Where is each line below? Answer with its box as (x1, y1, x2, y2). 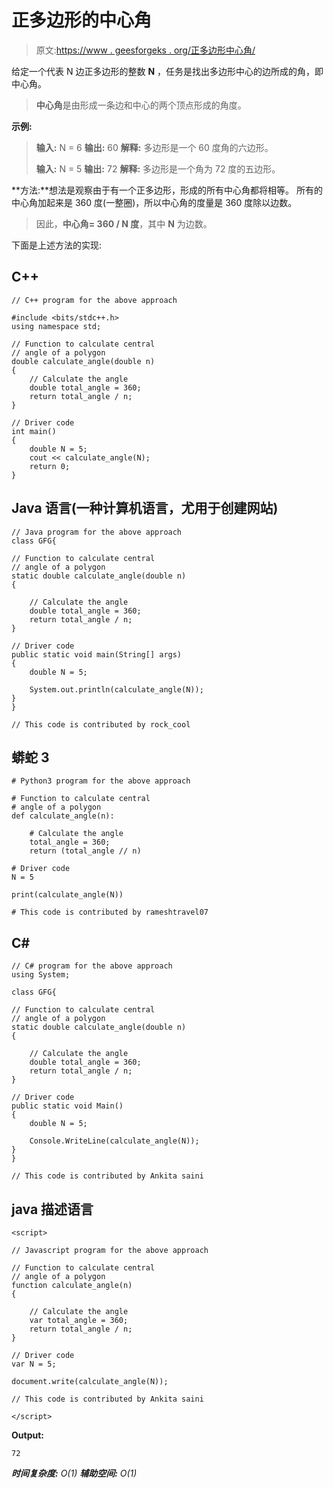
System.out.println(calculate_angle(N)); (29, 684, 204, 695)
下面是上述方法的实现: (11, 239, 103, 251)
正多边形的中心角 (11, 9, 153, 32)
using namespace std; (11, 321, 102, 331)
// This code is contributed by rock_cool (11, 719, 191, 730)
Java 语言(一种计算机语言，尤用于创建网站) (11, 500, 279, 517)
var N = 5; (11, 1359, 57, 1369)
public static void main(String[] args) (11, 649, 183, 660)
